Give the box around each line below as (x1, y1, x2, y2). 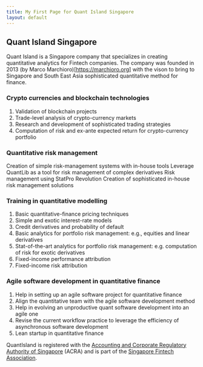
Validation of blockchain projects (15, 107, 97, 115)
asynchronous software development (15, 323, 108, 330)
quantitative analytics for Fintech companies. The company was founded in (6, 59, 195, 67)
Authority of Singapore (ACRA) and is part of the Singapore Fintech (6, 348, 175, 355)
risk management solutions (6, 181, 74, 188)
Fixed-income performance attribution (15, 256, 111, 263)
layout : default (6, 15, 47, 21)
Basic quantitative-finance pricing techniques (15, 210, 129, 218)
